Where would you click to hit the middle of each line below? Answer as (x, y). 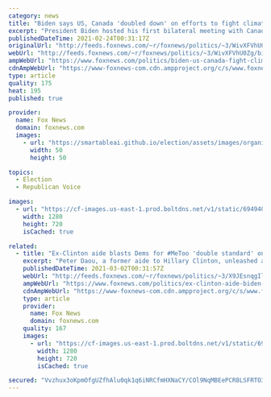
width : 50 (46, 150)
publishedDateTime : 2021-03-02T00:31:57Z (93, 269)
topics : (21, 172)
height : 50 (48, 158)
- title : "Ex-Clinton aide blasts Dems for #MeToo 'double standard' (135, 254)
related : (23, 246)
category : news (34, 16)
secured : (23, 380)
